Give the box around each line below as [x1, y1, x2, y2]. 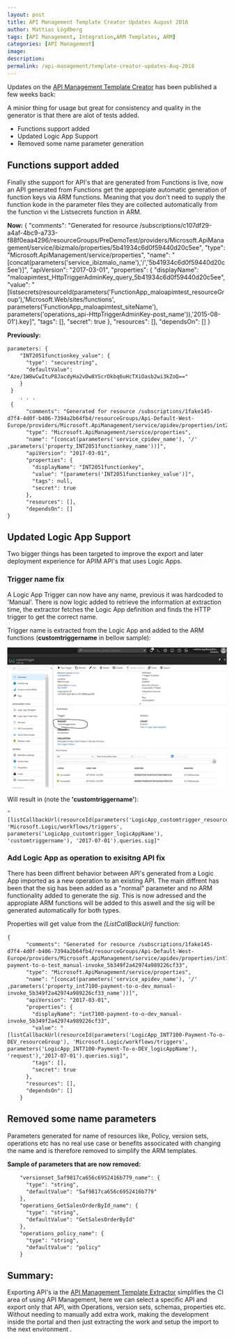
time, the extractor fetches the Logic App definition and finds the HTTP [7, 605, 211, 613]
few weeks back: [7, 90, 56, 98]
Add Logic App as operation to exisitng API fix [7, 853, 166, 863]
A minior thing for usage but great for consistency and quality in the [7, 103, 201, 111]
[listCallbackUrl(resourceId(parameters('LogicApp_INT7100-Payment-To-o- [7, 1031, 226, 1038]
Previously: [7, 331, 41, 339]
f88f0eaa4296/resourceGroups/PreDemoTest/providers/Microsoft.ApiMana [7, 235, 224, 244]
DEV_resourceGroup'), [7, 1038, 70, 1045]
